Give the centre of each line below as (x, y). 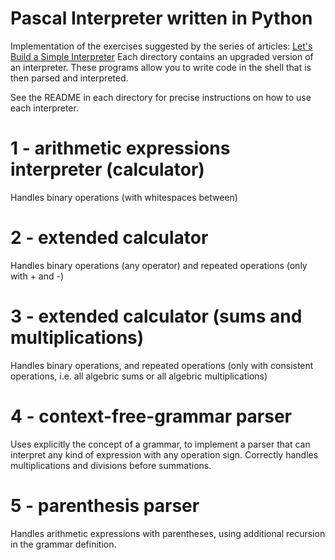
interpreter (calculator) (107, 169)
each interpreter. (44, 108)
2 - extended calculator (109, 238)
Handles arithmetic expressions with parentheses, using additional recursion (168, 533)
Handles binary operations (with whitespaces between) (124, 197)
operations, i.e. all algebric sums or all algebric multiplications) (139, 376)
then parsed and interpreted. (69, 78)
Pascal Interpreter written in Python (161, 18)
